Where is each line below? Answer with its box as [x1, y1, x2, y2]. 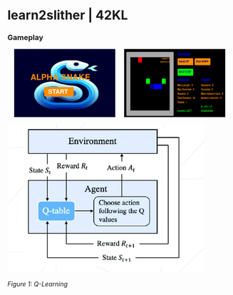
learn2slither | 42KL [7, 7, 128, 24]
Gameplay [7, 33, 44, 43]
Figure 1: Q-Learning [7, 279, 68, 288]
